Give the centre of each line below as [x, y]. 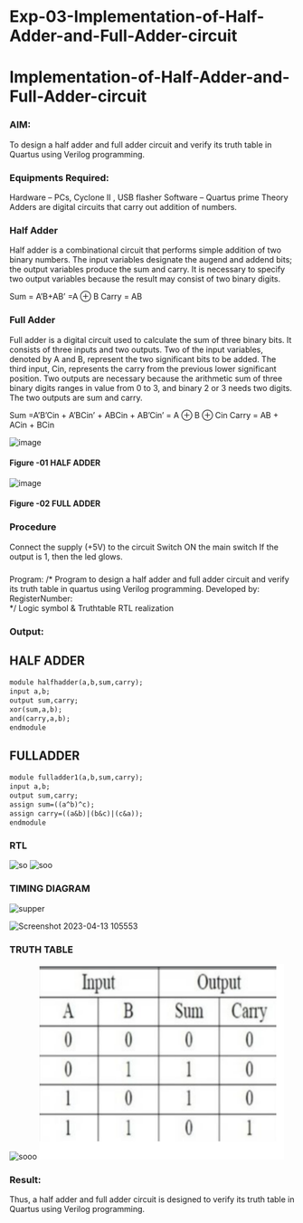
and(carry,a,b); [40, 719]
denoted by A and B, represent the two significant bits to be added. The [143, 358]
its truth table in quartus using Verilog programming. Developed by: [135, 588]
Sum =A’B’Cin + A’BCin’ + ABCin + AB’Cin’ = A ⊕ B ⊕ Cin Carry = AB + [144, 415]
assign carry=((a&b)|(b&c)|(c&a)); [76, 814]
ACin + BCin [32, 425]
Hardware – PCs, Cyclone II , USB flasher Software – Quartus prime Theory [149, 197]
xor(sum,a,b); [36, 710]
